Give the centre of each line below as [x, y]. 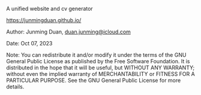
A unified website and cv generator [49, 9]
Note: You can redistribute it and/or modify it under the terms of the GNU [96, 55]
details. [15, 87]
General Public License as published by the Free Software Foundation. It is [98, 61]
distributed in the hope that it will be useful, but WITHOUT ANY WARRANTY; [100, 68]
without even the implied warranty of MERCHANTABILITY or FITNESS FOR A [100, 74]
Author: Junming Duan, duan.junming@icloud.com [68, 32]
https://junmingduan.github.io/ [44, 20]
